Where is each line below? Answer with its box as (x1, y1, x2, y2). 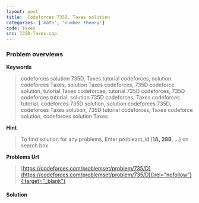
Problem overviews (6, 50, 64, 59)
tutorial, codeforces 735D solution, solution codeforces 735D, (20, 100, 172, 107)
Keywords (6, 63, 32, 71)
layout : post (6, 8, 39, 15)
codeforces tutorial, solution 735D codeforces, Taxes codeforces (20, 94, 180, 101)
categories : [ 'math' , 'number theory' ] (6, 20, 105, 25)
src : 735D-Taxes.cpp (6, 31, 58, 37)
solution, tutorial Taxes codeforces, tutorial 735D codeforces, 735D (20, 88, 185, 95)
